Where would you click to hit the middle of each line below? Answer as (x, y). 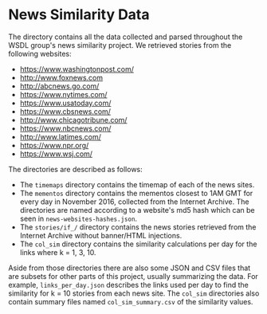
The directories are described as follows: (76, 169)
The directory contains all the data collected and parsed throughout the (126, 37)
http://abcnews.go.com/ (59, 86)
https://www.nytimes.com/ (63, 94)
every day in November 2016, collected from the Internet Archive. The (134, 202)
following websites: (40, 53)
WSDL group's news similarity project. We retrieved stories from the (120, 45)
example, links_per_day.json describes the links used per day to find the (128, 285)
